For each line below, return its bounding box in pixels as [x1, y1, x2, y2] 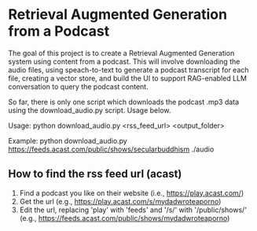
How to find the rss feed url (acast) [8, 167, 182, 181]
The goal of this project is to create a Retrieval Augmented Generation [8, 48, 235, 58]
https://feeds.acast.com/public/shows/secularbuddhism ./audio [8, 144, 215, 154]
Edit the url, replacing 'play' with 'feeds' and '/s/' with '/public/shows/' [19, 205, 248, 214]
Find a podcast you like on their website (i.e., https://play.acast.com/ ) [19, 188, 244, 198]
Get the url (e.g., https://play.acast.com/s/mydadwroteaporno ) [19, 196, 222, 206]
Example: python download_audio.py [8, 136, 127, 145]
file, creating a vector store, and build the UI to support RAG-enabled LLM [8, 73, 248, 83]
